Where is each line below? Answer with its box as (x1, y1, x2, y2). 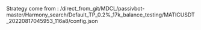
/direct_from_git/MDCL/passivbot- (60, 5, 145, 12)
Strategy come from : (6, 5, 59, 12)
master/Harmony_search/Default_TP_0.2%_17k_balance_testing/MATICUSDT (6, 11, 195, 18)
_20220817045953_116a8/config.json (6, 18, 98, 24)
